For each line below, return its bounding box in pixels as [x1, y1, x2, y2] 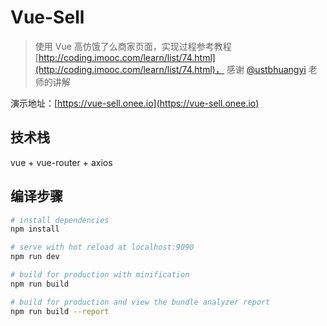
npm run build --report [10, 306, 110, 316]
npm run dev [10, 252, 60, 262]
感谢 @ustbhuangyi [226, 63, 307, 75]
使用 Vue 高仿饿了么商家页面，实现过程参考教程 [34, 40, 232, 52]
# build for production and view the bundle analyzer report [10, 297, 271, 307]
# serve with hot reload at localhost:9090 [10, 242, 195, 253]
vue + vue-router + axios [10, 156, 113, 168]
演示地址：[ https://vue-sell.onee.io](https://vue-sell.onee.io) [10, 97, 260, 109]
